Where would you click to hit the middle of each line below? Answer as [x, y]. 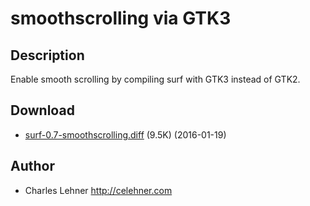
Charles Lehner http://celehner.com [98, 190]
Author [32, 166]
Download [42, 110]
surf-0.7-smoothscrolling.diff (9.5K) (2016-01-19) [125, 134]
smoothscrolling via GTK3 [121, 18]
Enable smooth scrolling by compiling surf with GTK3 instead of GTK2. [155, 79]
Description [47, 55]
